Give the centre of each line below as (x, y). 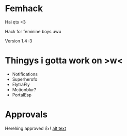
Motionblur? (24, 89)
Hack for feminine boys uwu (33, 31)
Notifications (25, 74)
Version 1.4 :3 (19, 41)
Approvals (26, 115)
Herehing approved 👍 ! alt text (36, 128)
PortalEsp (22, 95)
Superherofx (24, 79)
